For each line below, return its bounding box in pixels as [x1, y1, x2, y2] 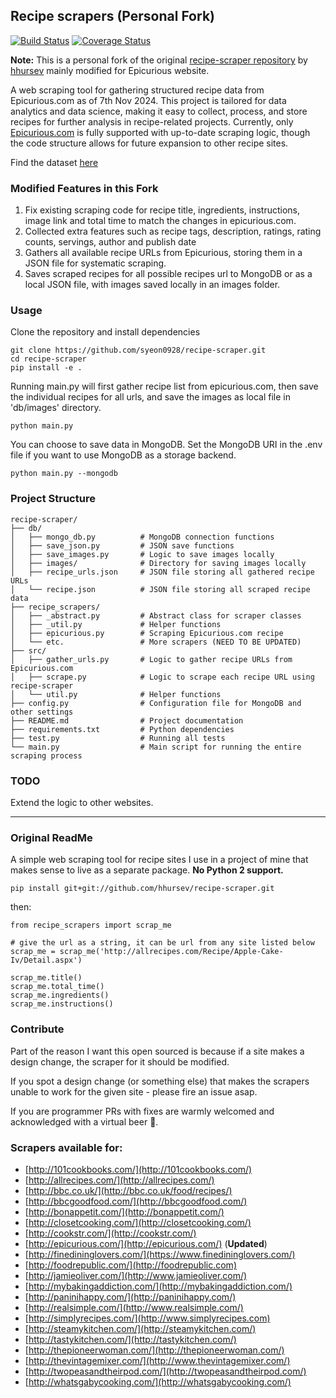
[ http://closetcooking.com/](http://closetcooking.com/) [24, 1216, 252, 1228]
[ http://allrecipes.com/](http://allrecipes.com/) [24, 1174, 215, 1186]
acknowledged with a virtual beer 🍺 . [10, 1115, 159, 1128]
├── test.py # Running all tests [10, 733, 226, 743]
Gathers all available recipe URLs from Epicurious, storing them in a [24, 247, 303, 259]
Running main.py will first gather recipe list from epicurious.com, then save [10, 380, 319, 393]
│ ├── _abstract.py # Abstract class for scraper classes [10, 610, 302, 621]
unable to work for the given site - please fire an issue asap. [10, 1085, 258, 1098]
